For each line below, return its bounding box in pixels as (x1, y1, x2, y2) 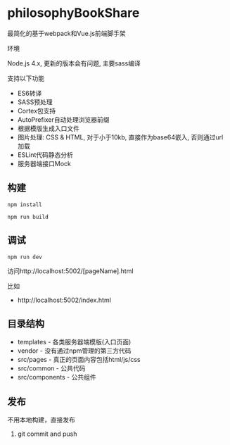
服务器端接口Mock (17, 159, 72, 168)
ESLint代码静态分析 (17, 150, 74, 159)
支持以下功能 (7, 74, 44, 82)
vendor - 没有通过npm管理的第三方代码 (17, 346, 132, 355)
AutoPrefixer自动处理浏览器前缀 (17, 115, 110, 124)
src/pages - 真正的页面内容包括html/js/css (17, 356, 141, 364)
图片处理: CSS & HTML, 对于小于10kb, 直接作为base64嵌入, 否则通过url (17, 132, 224, 142)
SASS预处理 (17, 97, 53, 106)
